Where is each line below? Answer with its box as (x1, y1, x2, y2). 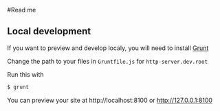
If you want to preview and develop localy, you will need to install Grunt (7, 44, 209, 52)
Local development (7, 25, 91, 37)
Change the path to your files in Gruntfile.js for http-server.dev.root (7, 57, 208, 65)
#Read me (7, 6, 36, 14)
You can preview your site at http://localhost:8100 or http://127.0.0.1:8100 (7, 96, 213, 104)
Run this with (7, 70, 44, 78)
